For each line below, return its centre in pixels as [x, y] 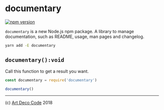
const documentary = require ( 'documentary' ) [51, 80]
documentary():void [35, 60]
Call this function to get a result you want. [47, 71]
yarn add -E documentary [30, 45]
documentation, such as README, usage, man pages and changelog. [75, 37]
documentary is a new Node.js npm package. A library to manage [70, 31]
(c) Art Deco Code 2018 [29, 103]
